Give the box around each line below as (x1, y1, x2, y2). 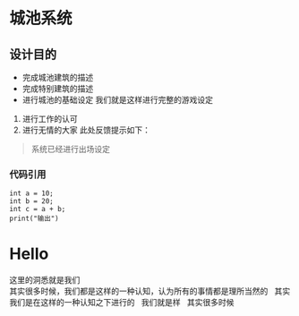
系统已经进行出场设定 (30, 144, 110, 154)
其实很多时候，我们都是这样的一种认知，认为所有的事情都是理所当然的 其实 (9, 286, 291, 296)
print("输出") (9, 214, 60, 224)
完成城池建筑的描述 (21, 73, 94, 82)
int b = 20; (9, 197, 54, 206)
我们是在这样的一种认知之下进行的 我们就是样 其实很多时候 (9, 297, 235, 308)
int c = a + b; (9, 205, 66, 214)
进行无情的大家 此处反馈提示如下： (21, 124, 150, 135)
